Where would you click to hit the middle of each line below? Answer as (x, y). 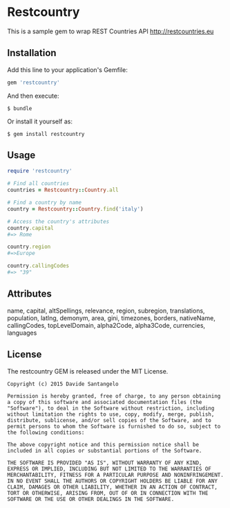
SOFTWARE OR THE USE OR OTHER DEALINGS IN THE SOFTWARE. (91, 499)
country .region (29, 247)
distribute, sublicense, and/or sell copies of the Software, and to (109, 420)
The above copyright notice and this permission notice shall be (103, 444)
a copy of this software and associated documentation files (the (105, 402)
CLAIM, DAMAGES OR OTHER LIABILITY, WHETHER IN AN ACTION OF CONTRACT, (112, 487)
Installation (32, 53)
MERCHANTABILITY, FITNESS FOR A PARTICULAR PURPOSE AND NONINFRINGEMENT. (116, 475)
